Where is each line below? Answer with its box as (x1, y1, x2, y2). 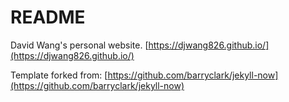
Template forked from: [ (10, 69, 108, 81)
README (10, 6, 86, 29)
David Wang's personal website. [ (10, 39, 149, 51)
